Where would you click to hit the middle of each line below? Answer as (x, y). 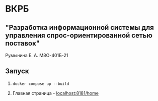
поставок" (23, 43)
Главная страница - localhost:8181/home (56, 93)
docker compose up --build (41, 84)
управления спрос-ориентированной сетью (79, 35)
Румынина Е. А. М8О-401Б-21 (37, 55)
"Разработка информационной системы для (80, 28)
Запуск (17, 71)
